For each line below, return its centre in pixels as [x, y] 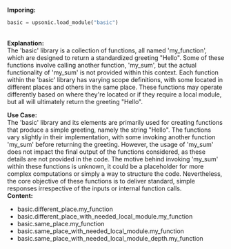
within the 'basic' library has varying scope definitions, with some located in [115, 79]
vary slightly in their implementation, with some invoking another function [111, 137]
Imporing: [21, 10]
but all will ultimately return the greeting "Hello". [75, 101]
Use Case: [22, 115]
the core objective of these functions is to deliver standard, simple [101, 181]
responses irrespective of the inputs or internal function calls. [94, 188]
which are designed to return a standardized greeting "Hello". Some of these [116, 57]
